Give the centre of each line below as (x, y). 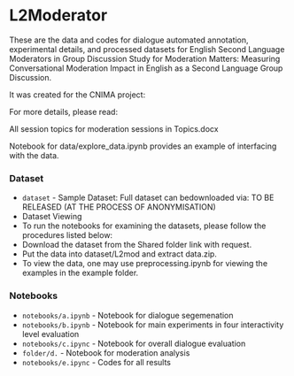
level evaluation (50, 334)
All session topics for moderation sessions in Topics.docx (114, 128)
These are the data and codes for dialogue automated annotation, (129, 40)
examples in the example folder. (80, 273)
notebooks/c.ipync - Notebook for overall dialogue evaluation (134, 343)
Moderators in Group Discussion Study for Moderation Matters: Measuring (145, 58)
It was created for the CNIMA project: (77, 95)
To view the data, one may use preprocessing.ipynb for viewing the (145, 264)
